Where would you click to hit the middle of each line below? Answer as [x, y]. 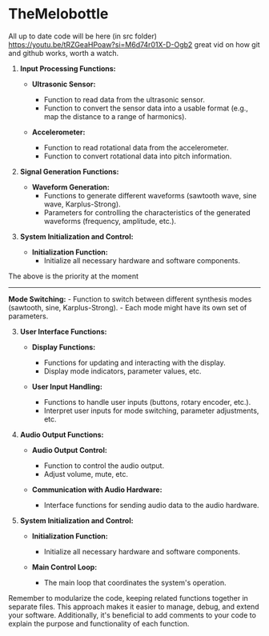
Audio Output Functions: [62, 434]
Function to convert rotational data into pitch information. [138, 156]
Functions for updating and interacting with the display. [134, 362]
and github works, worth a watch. [64, 53]
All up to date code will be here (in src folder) [83, 36]
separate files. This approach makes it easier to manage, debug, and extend [134, 606]
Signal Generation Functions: [69, 171]
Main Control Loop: [64, 567]
